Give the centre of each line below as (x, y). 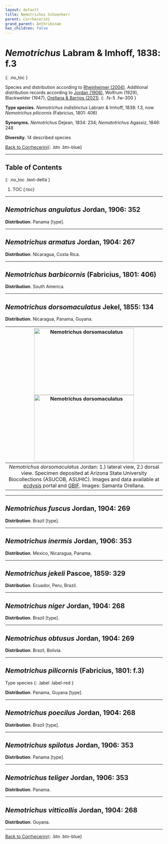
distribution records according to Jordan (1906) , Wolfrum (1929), (72, 92)
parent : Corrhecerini (28, 19)
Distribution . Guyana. (27, 822)
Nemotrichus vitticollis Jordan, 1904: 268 (71, 810)
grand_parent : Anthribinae (33, 24)
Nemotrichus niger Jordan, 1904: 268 (65, 606)
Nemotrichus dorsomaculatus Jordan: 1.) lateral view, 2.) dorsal (84, 467)
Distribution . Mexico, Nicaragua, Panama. (48, 553)
